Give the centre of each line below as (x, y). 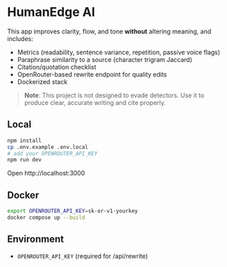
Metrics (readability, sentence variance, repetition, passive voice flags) (119, 52)
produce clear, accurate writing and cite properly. (95, 102)
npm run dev (24, 160)
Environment (36, 240)
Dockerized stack (42, 81)
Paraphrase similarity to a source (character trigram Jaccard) (105, 59)
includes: (20, 38)
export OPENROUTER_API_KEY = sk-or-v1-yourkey (73, 211)
